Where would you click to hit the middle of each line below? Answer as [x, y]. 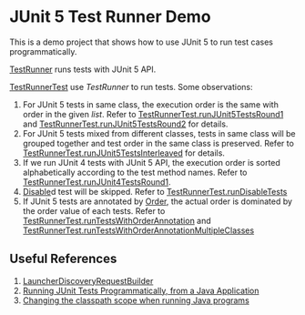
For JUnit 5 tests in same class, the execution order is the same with [151, 104]
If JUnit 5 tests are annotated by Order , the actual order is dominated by [158, 201]
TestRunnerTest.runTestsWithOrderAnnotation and [117, 220]
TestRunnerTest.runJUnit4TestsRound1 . [97, 182]
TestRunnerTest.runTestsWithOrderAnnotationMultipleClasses [138, 230]
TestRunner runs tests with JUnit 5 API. [83, 69]
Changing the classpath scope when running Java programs [136, 300]
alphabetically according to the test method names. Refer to [135, 172]
